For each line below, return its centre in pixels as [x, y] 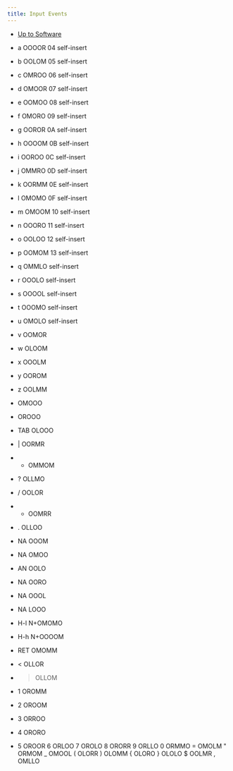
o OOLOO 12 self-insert [51, 239]
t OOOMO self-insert [48, 307]
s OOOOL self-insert [47, 293]
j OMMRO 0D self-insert [52, 171]
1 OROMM [32, 691]
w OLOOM [32, 348]
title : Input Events [38, 14]
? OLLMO [31, 479]
